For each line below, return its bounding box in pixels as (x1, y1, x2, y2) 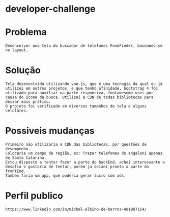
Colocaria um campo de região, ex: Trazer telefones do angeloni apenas (5, 151, 163, 156)
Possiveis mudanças (5, 125, 95, 137)
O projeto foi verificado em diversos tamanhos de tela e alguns (5, 104, 147, 109)
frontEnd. (5, 169, 26, 174)
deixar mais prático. (5, 99, 51, 104)
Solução (5, 65, 41, 76)
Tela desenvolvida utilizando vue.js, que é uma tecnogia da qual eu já (5, 82, 163, 87)
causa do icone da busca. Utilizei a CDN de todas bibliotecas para (5, 95, 154, 100)
